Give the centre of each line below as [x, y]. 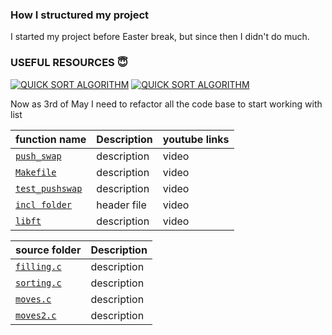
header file [121, 205]
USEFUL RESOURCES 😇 [69, 63]
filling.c [38, 266]
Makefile [36, 172]
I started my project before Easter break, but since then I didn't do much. [160, 37]
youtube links [196, 139]
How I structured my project [80, 15]
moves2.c [36, 315]
